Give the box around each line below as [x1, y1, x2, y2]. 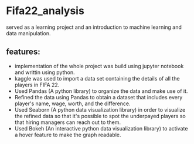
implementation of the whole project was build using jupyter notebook [14, 62, 184, 69]
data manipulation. [6, 29, 51, 36]
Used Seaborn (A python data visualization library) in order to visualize [14, 106, 186, 113]
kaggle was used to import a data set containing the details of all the [14, 75, 180, 82]
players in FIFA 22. [14, 81, 60, 88]
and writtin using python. [14, 69, 75, 76]
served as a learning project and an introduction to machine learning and [6, 24, 182, 31]
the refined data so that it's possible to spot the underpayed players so [14, 112, 186, 119]
